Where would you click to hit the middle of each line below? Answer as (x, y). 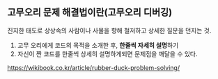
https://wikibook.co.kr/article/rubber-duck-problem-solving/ (93, 67)
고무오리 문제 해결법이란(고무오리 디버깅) (90, 12)
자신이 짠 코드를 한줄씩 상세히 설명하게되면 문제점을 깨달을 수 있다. (107, 53)
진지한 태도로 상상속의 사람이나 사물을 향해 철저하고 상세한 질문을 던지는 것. (109, 30)
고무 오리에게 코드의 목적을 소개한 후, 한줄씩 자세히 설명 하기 (98, 45)
